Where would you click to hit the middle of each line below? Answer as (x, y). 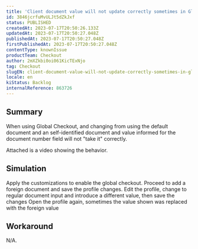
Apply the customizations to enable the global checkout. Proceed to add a (96, 182)
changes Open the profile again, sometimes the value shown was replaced (97, 201)
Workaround (30, 226)
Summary (24, 112)
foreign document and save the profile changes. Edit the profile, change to (96, 189)
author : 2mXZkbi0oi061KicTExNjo (46, 61)
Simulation (26, 169)
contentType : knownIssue (37, 50)
